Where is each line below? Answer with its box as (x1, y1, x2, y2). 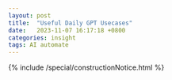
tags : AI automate (8, 41, 69, 49)
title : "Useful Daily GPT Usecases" (8, 19, 133, 27)
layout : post (8, 11, 52, 20)
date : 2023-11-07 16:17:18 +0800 (8, 26, 126, 34)
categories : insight (8, 33, 77, 42)
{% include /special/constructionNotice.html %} (8, 63, 165, 72)
